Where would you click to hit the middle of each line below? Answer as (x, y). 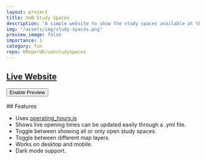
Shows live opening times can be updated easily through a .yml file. (101, 124)
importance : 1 (25, 40)
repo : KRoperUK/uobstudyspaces (46, 52)
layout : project (27, 12)
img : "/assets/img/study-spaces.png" (55, 29)
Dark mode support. (40, 150)
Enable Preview (27, 92)
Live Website (32, 77)
